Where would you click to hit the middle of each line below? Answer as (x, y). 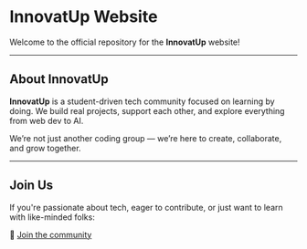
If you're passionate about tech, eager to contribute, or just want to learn (146, 207)
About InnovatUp (59, 79)
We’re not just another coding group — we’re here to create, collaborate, (146, 138)
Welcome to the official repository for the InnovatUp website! (125, 42)
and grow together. (45, 148)
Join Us (32, 186)
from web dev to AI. (47, 120)
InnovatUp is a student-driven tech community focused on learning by (143, 101)
